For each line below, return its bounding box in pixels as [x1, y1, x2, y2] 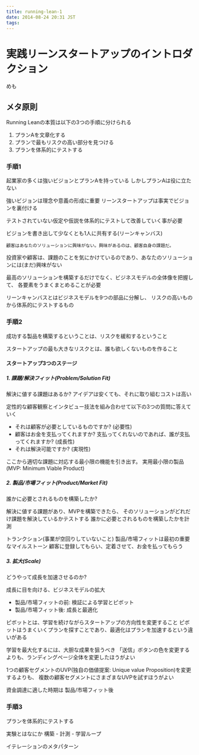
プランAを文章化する [14, 131, 66, 138]
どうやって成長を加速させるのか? [6, 574, 87, 581]
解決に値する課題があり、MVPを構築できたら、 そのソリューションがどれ [6, 508, 186, 515]
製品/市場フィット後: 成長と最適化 [14, 606, 98, 614]
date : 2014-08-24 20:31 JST [6, 14, 76, 20]
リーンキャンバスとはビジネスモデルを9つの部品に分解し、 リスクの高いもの [6, 294, 193, 301]
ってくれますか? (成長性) [14, 438, 75, 446]
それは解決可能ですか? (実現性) [14, 446, 91, 453]
